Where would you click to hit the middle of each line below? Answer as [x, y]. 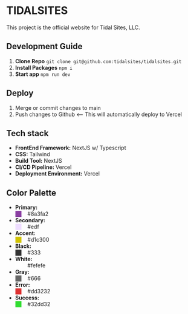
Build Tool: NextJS [38, 161]
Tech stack [28, 133]
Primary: [26, 208]
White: [24, 259]
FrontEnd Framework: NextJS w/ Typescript [70, 148]
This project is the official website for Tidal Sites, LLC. [73, 27]
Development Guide [44, 46]
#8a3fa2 [38, 214]
